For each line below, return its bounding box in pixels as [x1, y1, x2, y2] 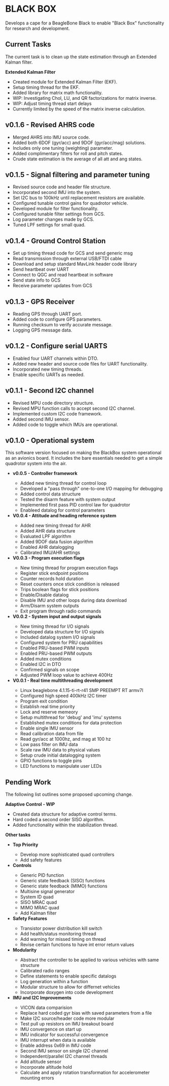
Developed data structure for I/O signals [20, 629, 104, 635]
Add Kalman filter [20, 910, 57, 916]
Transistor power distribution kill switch [20, 925, 103, 932]
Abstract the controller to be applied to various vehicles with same [20, 957, 159, 963]
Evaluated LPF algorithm [20, 533, 72, 540]
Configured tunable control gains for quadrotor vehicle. [12, 200, 128, 206]
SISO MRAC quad [20, 899, 57, 905]
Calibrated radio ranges [20, 968, 70, 974]
